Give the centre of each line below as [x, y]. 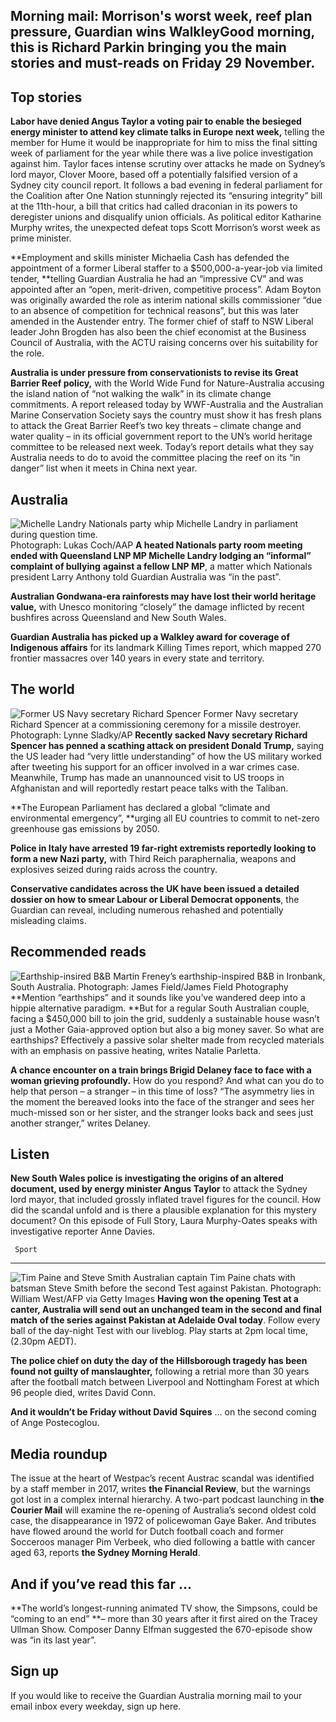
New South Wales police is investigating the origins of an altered [147, 1178]
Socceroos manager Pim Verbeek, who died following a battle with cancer [163, 1542]
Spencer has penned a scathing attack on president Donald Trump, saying [167, 745]
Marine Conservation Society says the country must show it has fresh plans [166, 415]
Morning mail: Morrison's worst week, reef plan [161, 16]
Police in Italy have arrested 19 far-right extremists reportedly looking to [163, 848]
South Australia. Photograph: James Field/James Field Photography [149, 986]
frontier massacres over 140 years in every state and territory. [137, 658]
